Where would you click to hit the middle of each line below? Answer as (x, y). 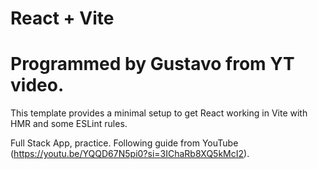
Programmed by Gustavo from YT (152, 64)
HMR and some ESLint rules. (69, 124)
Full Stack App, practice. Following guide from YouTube (124, 143)
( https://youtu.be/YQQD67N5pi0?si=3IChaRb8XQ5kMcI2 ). (130, 154)
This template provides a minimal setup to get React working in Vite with (159, 113)
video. (37, 85)
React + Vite (62, 18)
